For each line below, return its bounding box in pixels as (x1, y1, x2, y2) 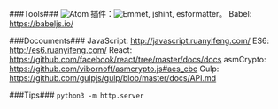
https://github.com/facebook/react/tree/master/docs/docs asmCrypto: (9, 54, 267, 64)
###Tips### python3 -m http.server (9, 90, 144, 100)
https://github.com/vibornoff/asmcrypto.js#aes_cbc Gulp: (9, 63, 220, 74)
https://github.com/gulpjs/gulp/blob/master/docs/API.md (9, 73, 217, 83)
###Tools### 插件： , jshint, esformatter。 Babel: (9, 9, 252, 18)
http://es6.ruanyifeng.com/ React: (9, 45, 133, 55)
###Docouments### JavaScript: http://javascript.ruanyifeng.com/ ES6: (9, 35, 270, 46)
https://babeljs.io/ (9, 18, 73, 29)
